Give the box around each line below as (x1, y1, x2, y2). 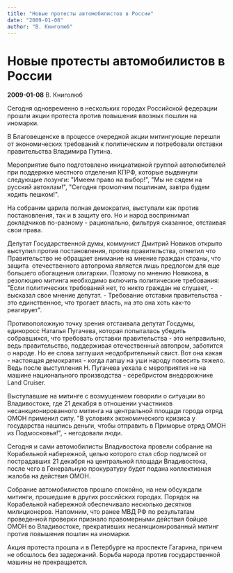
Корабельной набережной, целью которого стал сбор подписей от (7, 450, 207, 458)
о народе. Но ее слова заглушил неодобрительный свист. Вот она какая (7, 349, 223, 357)
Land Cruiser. (7, 378, 46, 387)
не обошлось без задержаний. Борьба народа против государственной (7, 551, 220, 559)
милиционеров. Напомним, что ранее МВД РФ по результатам (7, 508, 195, 516)
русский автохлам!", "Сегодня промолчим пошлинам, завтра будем (7, 183, 210, 191)
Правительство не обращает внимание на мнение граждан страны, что (7, 255, 221, 263)
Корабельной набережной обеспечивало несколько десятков (7, 500, 192, 508)
